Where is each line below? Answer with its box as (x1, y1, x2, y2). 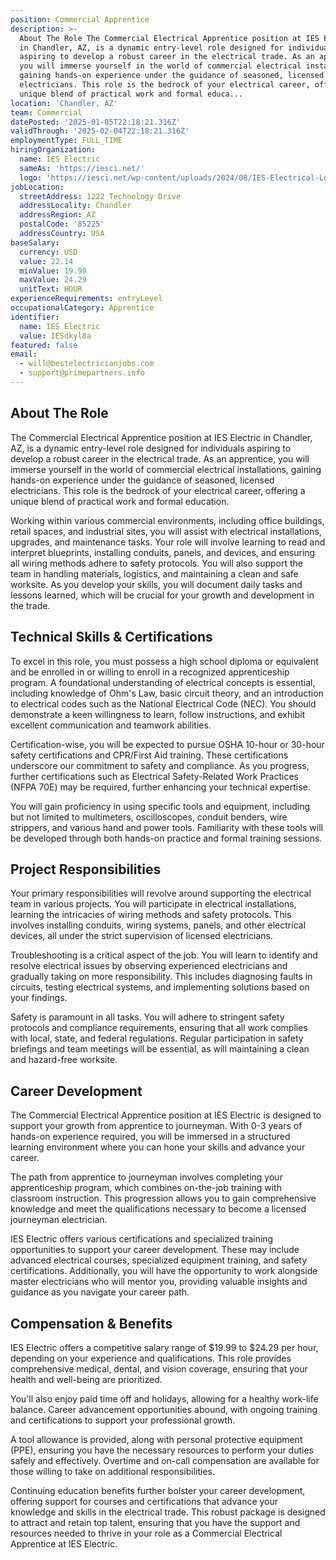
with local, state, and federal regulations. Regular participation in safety (10, 1032, 304, 1045)
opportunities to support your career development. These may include (10, 1244, 300, 1256)
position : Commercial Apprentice (10, 14, 150, 25)
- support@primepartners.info (19, 368, 145, 378)
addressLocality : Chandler (19, 201, 132, 211)
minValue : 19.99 (19, 266, 87, 276)
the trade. (10, 599, 51, 611)
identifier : (10, 312, 60, 322)
